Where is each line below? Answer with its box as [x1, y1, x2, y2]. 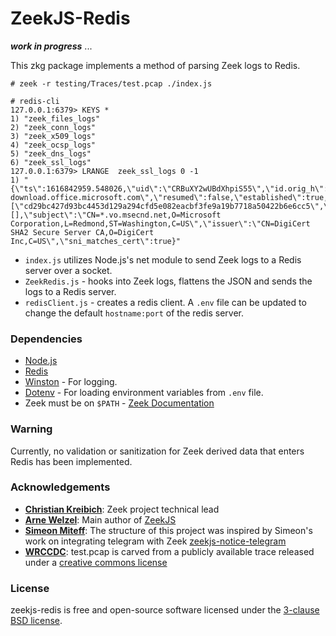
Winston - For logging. [24, 376, 118, 388]
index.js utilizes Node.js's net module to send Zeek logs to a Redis [24, 253, 302, 266]
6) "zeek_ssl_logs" [10, 157, 92, 167]
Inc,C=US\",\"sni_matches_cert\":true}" [10, 236, 182, 246]
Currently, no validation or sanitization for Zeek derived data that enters [10, 445, 305, 457]
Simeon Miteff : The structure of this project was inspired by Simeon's [24, 524, 313, 536]
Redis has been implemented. [10, 455, 133, 467]
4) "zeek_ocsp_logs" [10, 140, 97, 150]
